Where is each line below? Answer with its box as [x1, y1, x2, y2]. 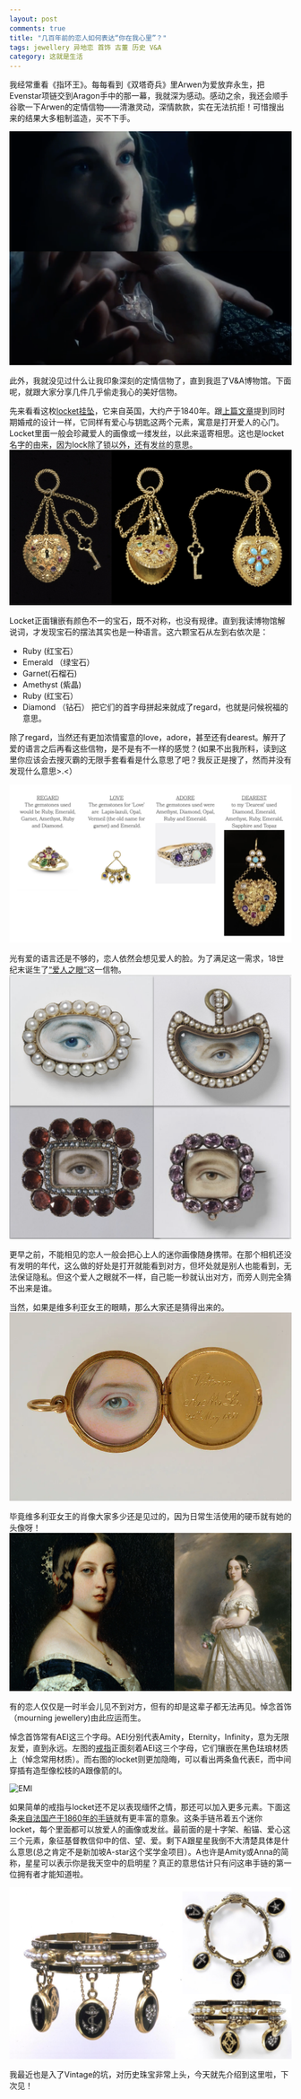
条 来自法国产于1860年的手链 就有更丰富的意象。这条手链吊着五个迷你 [9, 1813, 262, 1824]
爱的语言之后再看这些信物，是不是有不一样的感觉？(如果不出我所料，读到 [9, 743, 279, 754]
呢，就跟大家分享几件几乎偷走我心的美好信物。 [9, 387, 182, 397]
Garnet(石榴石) [21, 669, 78, 679]
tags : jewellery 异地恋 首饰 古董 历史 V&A [9, 43, 162, 52]
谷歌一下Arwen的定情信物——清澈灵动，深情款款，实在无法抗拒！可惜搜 [9, 101, 277, 112]
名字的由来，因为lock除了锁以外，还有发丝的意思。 [9, 440, 198, 450]
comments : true [9, 23, 66, 33]
